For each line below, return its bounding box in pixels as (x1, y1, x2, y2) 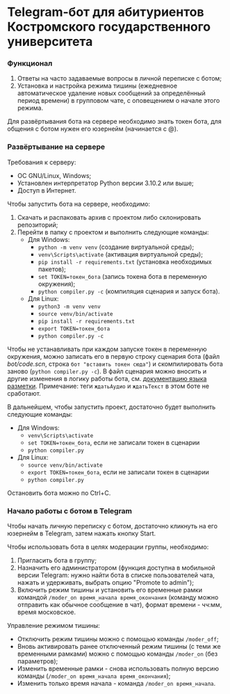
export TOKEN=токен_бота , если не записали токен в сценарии (27, 467, 210, 476)
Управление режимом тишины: (7, 622, 101, 630)
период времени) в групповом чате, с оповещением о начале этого (17, 97, 220, 105)
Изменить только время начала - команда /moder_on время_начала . (17, 679, 216, 688)
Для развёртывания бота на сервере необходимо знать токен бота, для (7, 118, 222, 126)
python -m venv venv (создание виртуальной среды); (38, 243, 195, 251)
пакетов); (38, 265, 66, 273)
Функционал (7, 58, 53, 68)
